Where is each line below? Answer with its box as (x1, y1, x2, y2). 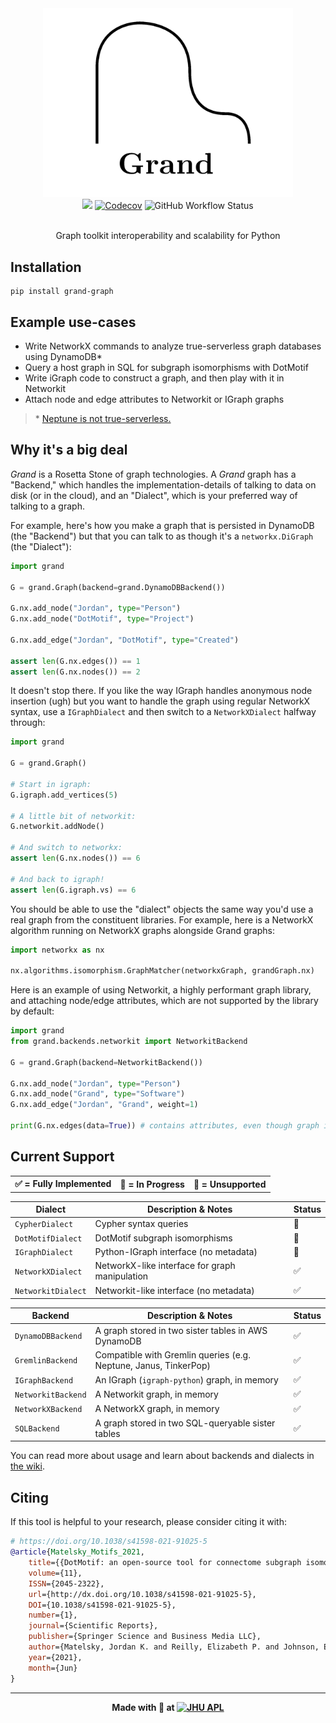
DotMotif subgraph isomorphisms (94, 1232, 233, 1244)
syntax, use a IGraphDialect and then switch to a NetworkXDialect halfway (10, 706, 317, 718)
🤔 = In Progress (119, 1178, 185, 1190)
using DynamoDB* (24, 350, 103, 362)
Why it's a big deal (10, 442, 128, 459)
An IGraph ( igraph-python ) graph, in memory (94, 1373, 279, 1386)
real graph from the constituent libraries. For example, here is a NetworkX (10, 913, 314, 926)
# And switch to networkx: (10, 843, 123, 853)
